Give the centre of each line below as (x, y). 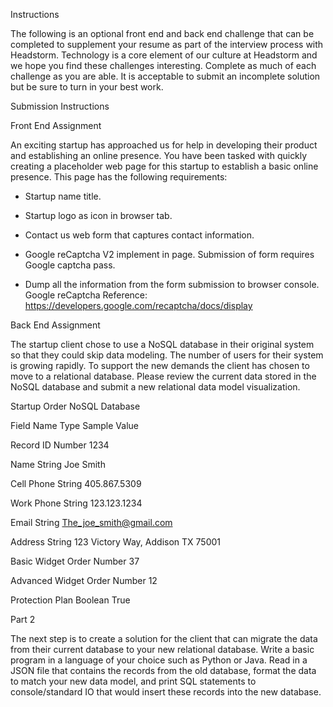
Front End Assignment (56, 125)
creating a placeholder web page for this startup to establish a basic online (164, 166)
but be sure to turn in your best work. (87, 87)
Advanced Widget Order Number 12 (84, 580)
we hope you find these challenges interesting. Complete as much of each (163, 65)
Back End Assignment (55, 325)
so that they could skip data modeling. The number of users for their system (167, 355)
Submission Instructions (60, 106)
